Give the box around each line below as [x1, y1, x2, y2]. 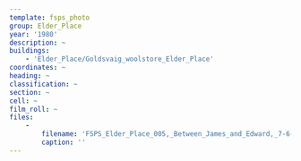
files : [9, 113, 34, 122]
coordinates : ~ [9, 64, 66, 72]
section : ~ [9, 88, 50, 97]
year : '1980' [9, 30, 58, 38]
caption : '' [41, 138, 87, 147]
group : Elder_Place [9, 21, 82, 30]
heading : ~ [9, 72, 50, 80]
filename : [41, 130, 78, 139]
